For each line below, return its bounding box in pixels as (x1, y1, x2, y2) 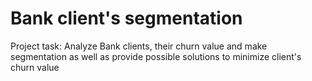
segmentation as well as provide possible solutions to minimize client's (10, 50, 302, 62)
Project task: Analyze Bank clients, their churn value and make (10, 40, 268, 52)
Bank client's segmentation (10, 7, 243, 30)
